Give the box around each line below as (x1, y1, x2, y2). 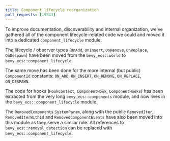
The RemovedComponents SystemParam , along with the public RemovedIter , (5, 109, 154, 115)
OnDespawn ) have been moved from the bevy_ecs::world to (5, 52, 126, 58)
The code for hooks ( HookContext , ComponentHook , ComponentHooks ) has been (5, 88, 163, 94)
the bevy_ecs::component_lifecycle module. (5, 98, 98, 104)
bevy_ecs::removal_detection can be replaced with (5, 125, 112, 131)
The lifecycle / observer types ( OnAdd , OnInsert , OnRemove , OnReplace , (5, 47, 149, 53)
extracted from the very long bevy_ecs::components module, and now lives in (5, 93, 165, 99)
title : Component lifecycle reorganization (5, 7, 99, 13)
